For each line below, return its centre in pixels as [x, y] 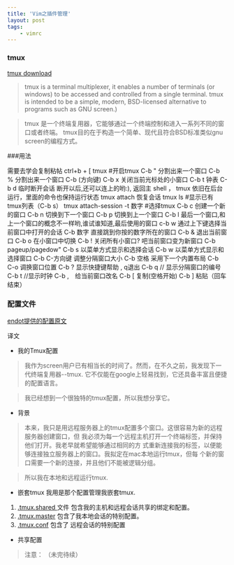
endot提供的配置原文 [37, 321]
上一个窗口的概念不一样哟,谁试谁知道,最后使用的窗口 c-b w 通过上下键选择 [114, 223]
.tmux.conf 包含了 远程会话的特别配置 [71, 524]
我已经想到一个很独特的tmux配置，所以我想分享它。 [99, 398]
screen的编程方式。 [53, 141]
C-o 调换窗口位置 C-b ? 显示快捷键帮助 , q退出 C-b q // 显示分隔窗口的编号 [114, 267]
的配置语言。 [43, 383]
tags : [15, 27]
